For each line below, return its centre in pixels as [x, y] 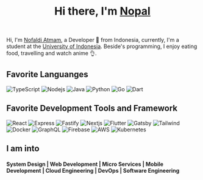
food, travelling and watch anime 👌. [52, 53]
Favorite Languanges [47, 74]
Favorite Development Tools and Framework [92, 109]
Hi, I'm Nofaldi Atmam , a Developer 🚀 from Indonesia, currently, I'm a [93, 40]
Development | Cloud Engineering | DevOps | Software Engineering [93, 170]
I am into [23, 148]
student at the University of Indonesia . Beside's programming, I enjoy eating [102, 46]
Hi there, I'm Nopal [102, 11]
